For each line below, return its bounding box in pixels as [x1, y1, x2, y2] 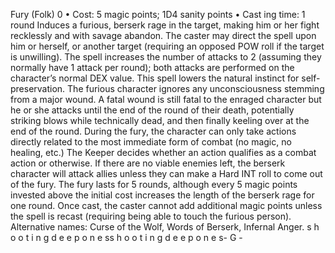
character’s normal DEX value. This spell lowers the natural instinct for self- [10, 72, 321, 84]
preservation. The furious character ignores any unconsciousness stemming [10, 83, 325, 94]
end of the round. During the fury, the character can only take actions [10, 125, 297, 137]
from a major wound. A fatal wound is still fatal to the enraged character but [10, 94, 322, 105]
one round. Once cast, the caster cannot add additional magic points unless [10, 200, 323, 211]
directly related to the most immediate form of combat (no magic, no [10, 136, 292, 148]
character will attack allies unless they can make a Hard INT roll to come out [10, 168, 323, 179]
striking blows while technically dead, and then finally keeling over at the [10, 115, 310, 126]
